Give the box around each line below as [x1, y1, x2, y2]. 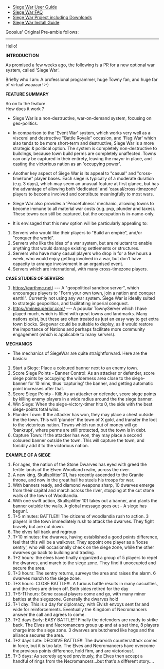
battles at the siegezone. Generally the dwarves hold [12, 596, 119, 602]
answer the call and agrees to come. [12, 612, 86, 617]
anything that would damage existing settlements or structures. [12, 246, 140, 251]
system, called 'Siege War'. [5, 67, 60, 73]
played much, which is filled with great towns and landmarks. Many [12, 311, 147, 316]
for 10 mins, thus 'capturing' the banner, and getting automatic [28, 381, 153, 386]
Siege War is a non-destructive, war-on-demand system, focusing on [12, 115, 152, 121]
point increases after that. [12, 386, 65, 391]
